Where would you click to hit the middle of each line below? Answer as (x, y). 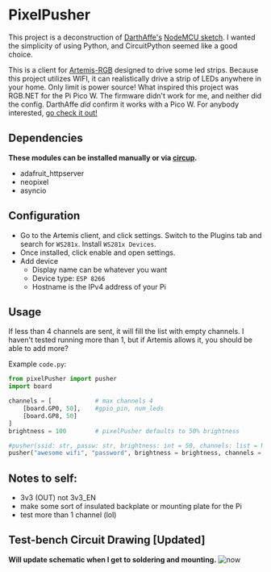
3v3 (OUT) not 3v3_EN (58, 498)
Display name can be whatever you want (100, 269)
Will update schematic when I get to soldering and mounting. (113, 559)
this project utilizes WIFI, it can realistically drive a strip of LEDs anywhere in (135, 78)
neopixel (34, 182)
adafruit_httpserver (52, 173)
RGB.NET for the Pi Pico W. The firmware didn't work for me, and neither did (135, 95)
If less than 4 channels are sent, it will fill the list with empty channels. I (126, 332)
